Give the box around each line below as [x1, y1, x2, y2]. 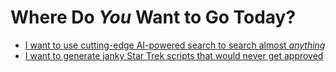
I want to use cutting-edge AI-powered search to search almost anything [24, 39, 326, 51]
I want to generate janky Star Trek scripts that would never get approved [24, 49, 324, 61]
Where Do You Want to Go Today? [10, 6, 297, 29]
